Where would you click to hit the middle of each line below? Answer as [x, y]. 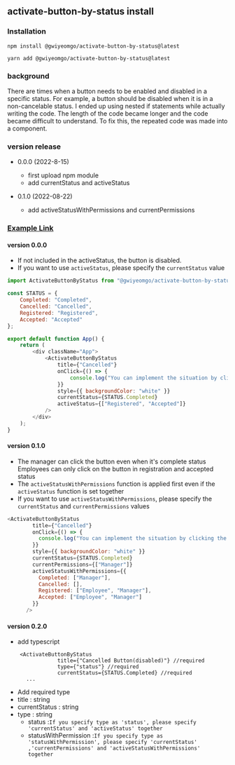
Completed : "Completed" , [56, 300]
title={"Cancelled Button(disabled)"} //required [131, 661]
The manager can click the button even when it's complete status [112, 461]
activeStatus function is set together [71, 491]
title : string [34, 700]
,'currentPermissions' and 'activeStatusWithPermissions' [114, 749]
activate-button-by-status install [80, 12]
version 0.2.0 [27, 626]
